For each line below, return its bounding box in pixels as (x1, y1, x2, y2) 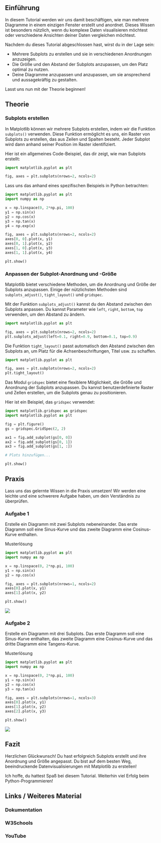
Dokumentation (5, 807, 43, 813)
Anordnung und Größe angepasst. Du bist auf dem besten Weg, (5, 758, 132, 764)
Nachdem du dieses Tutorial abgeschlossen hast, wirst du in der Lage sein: (5, 41, 155, 48)
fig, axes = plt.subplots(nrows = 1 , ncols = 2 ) (5, 582, 96, 586)
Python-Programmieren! (5, 778, 53, 784)
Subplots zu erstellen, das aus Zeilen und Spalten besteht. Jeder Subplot (5, 136, 150, 142)
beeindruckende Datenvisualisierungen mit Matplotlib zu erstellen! (5, 763, 137, 769)
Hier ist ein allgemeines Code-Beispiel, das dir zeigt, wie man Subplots (5, 150, 146, 157)
